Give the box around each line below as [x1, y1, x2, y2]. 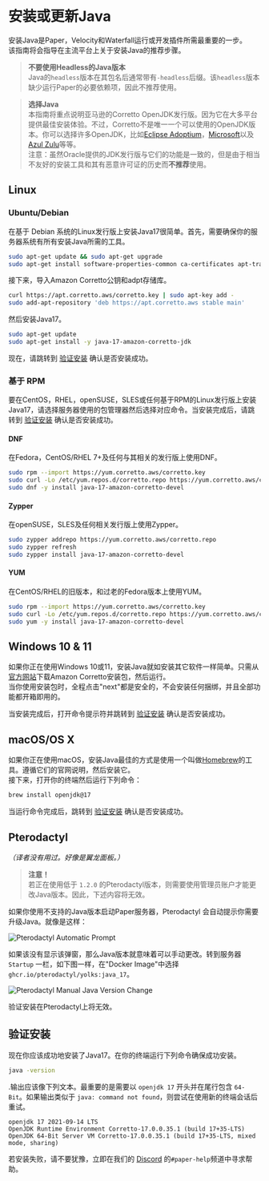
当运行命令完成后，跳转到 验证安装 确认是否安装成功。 [8, 807, 188, 816]
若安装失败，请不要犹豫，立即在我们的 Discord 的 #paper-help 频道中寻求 [8, 1154, 246, 1163]
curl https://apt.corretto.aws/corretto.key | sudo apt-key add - [8, 292, 235, 300]
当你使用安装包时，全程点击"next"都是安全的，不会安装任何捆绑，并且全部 [8, 682, 254, 691]
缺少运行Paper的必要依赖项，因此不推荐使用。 [27, 82, 182, 92]
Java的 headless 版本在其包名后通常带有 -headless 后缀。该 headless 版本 [27, 72, 260, 82]
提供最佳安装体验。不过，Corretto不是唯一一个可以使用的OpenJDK [27, 119, 249, 129]
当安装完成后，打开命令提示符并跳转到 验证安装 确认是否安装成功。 [8, 709, 230, 719]
